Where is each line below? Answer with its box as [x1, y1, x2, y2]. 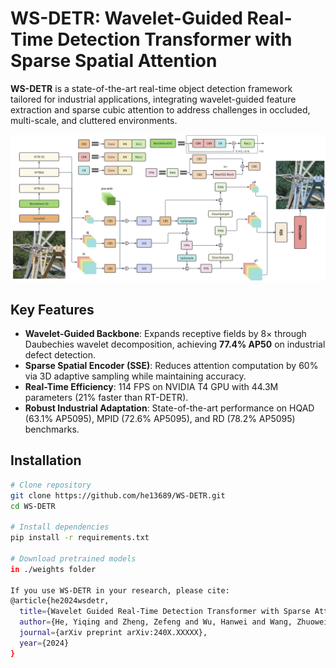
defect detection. [24, 349, 96, 361]
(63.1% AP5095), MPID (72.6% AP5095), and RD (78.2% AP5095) [24, 413, 296, 425]
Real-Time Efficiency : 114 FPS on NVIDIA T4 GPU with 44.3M [24, 381, 279, 393]
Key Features [10, 301, 95, 318]
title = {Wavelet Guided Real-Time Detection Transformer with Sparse [19, 607, 311, 617]
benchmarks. [24, 423, 80, 436]
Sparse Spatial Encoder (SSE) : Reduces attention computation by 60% [24, 360, 319, 372]
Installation [10, 452, 82, 469]
